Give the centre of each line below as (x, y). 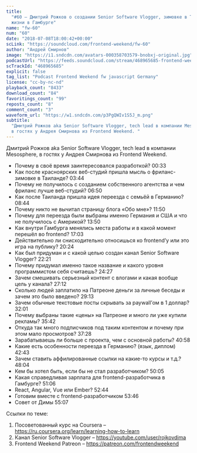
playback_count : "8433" (35, 88)
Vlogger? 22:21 (33, 259)
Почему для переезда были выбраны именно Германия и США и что (101, 215)
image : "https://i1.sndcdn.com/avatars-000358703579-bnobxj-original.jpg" (99, 55)
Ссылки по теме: (27, 413)
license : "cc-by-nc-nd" (35, 83)
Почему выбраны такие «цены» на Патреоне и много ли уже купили (101, 315)
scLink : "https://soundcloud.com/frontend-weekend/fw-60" (78, 45)
